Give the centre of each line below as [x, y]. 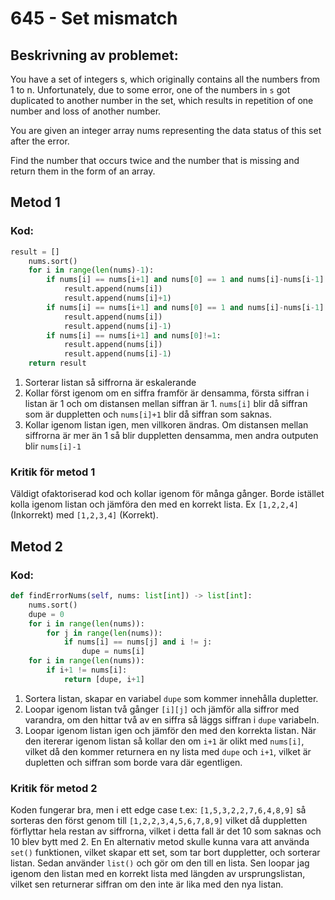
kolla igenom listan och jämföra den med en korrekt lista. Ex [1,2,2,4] [154, 504]
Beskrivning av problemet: [94, 55]
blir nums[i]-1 [53, 446]
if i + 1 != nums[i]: [87, 670]
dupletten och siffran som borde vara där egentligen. [133, 762]
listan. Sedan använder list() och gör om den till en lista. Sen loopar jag [160, 863]
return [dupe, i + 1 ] [104, 679]
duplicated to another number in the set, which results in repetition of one [162, 100]
